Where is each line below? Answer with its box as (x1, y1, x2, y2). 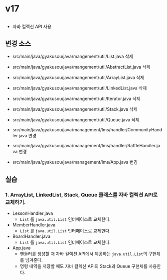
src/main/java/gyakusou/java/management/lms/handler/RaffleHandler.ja (12, 143, 161, 149)
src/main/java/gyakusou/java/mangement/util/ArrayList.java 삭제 (12, 75, 145, 81)
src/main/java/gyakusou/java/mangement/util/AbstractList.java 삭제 (12, 64, 151, 70)
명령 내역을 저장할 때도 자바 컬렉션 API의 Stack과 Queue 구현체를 (19, 263, 148, 269)
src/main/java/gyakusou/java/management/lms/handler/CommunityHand (12, 127, 163, 133)
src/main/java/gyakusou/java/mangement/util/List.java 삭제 (12, 53, 134, 60)
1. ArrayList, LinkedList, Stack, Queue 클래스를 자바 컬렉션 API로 (5, 191, 158, 198)
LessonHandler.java (12, 210, 53, 216)
